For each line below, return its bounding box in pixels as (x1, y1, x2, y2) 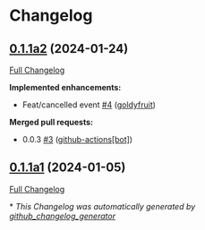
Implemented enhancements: (9, 82, 122, 92)
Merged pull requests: (9, 117, 94, 127)
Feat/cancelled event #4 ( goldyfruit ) (21, 99, 157, 110)
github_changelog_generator (9, 210, 116, 221)
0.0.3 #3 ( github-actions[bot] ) (21, 134, 132, 144)
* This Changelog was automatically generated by (9, 200, 196, 211)
